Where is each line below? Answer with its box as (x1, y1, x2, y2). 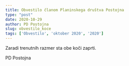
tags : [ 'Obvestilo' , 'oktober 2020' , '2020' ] (5, 31, 104, 36)
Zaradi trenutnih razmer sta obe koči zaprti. (5, 45, 96, 51)
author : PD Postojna (5, 21, 49, 27)
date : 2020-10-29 (5, 17, 42, 22)
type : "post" (5, 12, 33, 17)
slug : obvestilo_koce (5, 26, 51, 31)
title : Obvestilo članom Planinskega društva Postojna (5, 7, 124, 13)
